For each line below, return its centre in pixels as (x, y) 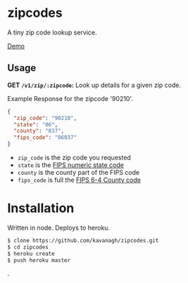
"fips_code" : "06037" (45, 138)
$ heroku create (31, 254)
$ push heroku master (39, 260)
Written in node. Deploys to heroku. (59, 228)
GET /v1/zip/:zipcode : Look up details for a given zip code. (94, 85)
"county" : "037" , (39, 131)
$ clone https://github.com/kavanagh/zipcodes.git (83, 240)
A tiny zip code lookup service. (52, 32)
